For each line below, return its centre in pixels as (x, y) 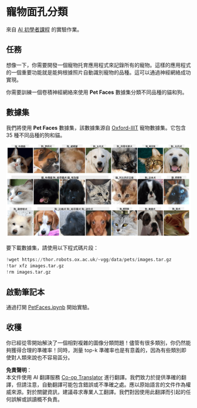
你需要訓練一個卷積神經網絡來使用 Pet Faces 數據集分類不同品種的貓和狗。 (97, 92)
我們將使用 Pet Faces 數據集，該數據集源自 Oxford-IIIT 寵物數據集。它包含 (96, 127)
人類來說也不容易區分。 (45, 357)
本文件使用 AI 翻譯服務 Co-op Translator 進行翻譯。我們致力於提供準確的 (94, 377)
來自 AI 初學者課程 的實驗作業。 (44, 29)
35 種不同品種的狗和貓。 (36, 135)
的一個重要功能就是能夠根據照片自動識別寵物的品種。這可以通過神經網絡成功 (98, 72)
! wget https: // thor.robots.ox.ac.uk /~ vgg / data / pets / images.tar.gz (89, 260)
